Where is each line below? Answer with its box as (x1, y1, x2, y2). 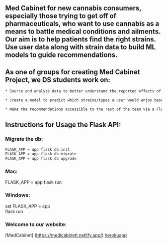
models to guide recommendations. (5, 51, 118, 59)
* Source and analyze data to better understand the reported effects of (5, 89, 162, 94)
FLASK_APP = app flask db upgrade (5, 156, 77, 161)
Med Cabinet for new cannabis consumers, (5, 4, 142, 12)
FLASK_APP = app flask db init (5, 147, 70, 152)
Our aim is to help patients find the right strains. (5, 35, 156, 44)
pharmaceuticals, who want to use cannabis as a (5, 19, 160, 28)
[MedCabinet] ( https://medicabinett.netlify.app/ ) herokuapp (5, 232, 127, 239)
